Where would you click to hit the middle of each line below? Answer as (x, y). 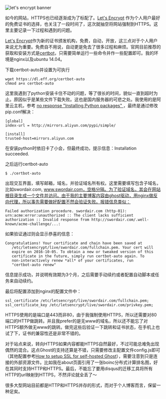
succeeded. (17, 154)
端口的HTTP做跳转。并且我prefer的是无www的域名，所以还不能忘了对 (77, 321)
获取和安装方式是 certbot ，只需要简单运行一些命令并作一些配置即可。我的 (80, 53)
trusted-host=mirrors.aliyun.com (40, 138)
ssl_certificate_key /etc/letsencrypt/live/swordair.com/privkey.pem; (79, 305)
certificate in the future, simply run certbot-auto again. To (78, 256)
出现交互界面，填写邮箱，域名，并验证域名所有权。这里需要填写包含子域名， (83, 183)
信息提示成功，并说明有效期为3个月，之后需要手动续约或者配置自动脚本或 (80, 275)
